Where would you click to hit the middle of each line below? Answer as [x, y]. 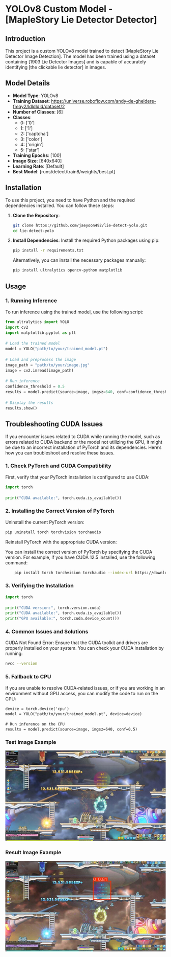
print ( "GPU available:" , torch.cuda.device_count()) [62, 619]
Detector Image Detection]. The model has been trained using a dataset [80, 56]
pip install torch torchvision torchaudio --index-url [74, 573]
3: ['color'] [31, 139]
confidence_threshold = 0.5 [35, 386]
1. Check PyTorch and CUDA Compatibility [58, 466]
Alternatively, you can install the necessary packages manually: [79, 260]
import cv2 [17, 327]
